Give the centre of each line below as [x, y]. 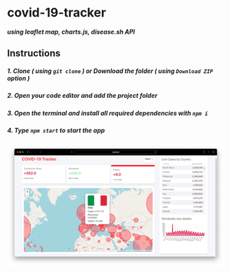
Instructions [34, 53]
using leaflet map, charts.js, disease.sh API [71, 32]
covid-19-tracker [57, 13]
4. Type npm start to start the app [56, 130]
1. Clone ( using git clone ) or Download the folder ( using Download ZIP [110, 71]
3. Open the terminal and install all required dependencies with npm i [108, 113]
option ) [19, 78]
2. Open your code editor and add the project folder [82, 96]
